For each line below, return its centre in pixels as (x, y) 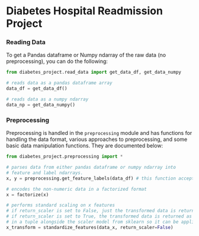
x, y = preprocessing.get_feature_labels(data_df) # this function (91, 178)
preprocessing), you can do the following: (57, 61)
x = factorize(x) (28, 194)
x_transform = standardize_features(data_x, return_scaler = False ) (90, 227)
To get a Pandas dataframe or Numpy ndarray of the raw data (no (86, 55)
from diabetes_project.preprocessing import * (65, 157)
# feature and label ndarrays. (45, 173)
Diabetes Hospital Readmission (84, 11)
